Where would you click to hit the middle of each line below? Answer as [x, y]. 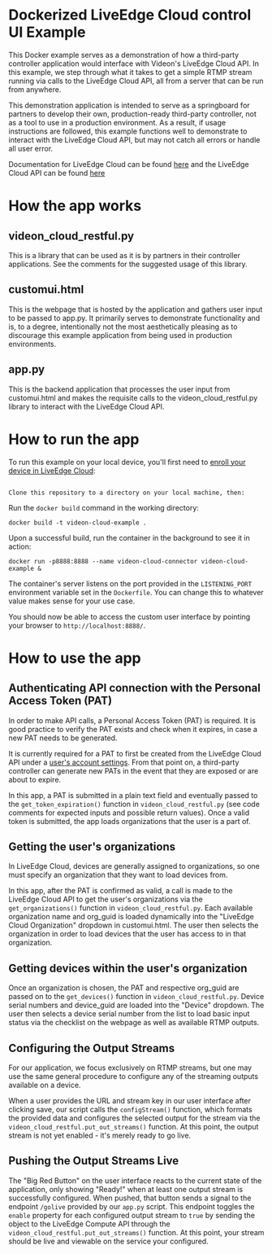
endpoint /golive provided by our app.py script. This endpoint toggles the [132, 1206]
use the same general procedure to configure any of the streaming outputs [133, 1076]
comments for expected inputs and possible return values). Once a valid [129, 813]
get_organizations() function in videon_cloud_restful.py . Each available [131, 908]
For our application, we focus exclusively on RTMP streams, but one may [130, 1068]
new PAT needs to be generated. [63, 738]
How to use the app [75, 658]
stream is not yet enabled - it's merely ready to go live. [100, 1135]
